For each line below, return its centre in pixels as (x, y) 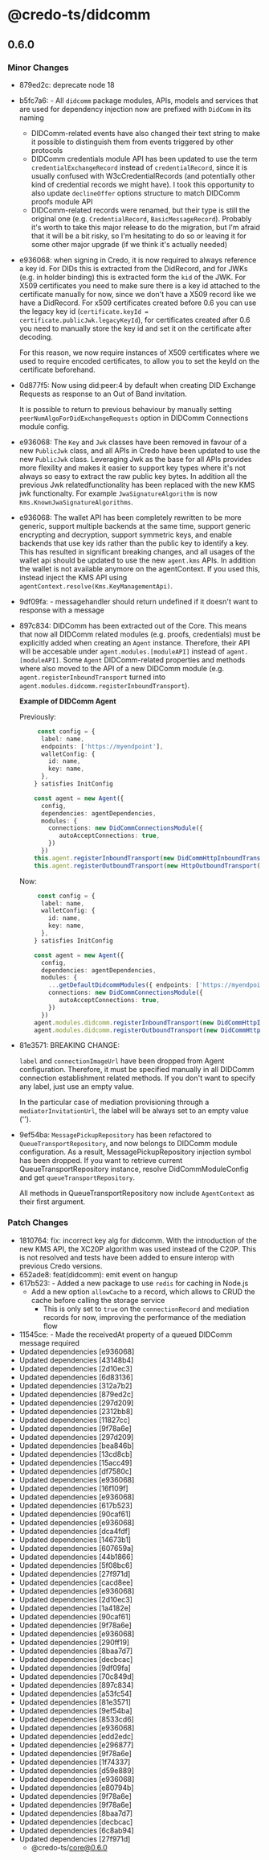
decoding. (36, 336)
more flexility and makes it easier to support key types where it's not (132, 468)
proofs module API (62, 201)
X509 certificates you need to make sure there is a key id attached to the (140, 285)
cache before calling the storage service (98, 1300)
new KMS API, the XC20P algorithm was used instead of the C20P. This (138, 1248)
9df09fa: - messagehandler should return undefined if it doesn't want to (139, 601)
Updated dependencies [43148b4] (76, 1360)
